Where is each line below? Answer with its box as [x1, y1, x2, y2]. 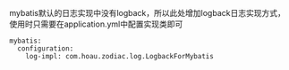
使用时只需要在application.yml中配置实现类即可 [9, 19, 183, 29]
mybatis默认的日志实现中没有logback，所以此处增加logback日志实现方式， [9, 8, 286, 18]
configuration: [17, 44, 74, 53]
